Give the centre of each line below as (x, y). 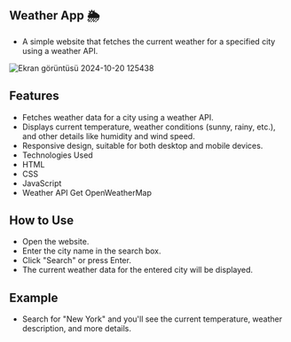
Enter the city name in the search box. (91, 251)
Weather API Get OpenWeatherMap (87, 192)
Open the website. (55, 242)
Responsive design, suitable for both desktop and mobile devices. (142, 145)
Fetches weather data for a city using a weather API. (118, 117)
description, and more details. (76, 329)
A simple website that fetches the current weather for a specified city (149, 41)
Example (34, 297)
